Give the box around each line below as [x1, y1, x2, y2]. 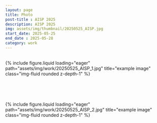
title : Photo [5, 12, 33, 17]
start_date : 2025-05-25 [5, 31, 56, 36]
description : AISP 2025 [5, 21, 56, 27]
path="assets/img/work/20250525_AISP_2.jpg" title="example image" [5, 106, 152, 112]
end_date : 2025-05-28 [5, 36, 53, 41]
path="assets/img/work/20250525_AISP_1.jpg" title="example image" [5, 65, 151, 71]
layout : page [5, 7, 33, 13]
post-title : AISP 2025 [5, 17, 56, 22]
